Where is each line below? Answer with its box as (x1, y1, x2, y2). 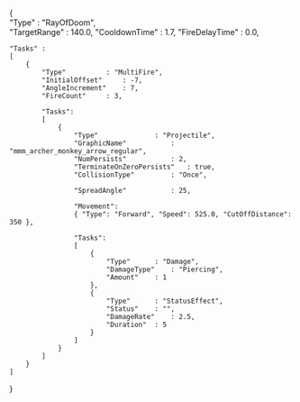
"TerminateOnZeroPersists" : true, (73, 162, 216, 171)
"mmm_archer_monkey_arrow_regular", (9, 147, 147, 156)
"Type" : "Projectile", (73, 131, 216, 140)
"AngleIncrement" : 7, (41, 84, 140, 93)
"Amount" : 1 (105, 273, 168, 282)
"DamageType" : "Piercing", (105, 265, 223, 274)
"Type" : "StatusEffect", (105, 297, 223, 306)
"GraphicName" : (73, 139, 176, 148)
